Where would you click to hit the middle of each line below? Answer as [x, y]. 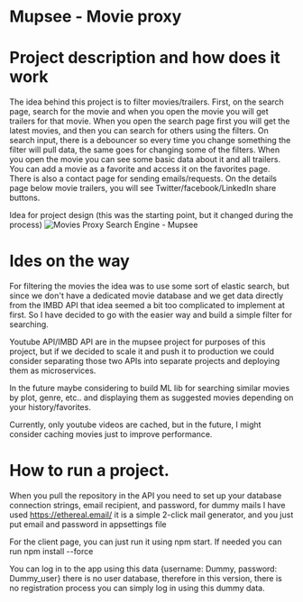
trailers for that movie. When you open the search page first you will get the [150, 121]
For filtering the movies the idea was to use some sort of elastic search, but [150, 287]
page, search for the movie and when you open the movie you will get [139, 112]
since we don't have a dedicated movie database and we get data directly [147, 296]
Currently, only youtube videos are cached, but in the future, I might [135, 424]
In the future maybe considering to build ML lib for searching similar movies [150, 388]
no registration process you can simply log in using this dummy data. [137, 588]
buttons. [25, 198]
